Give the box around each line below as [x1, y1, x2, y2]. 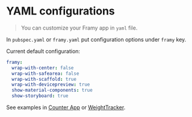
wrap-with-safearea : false [11, 71, 79, 77]
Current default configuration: [6, 47, 80, 55]
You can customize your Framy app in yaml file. [20, 24, 138, 31]
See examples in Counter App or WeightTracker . [6, 104, 126, 111]
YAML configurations [6, 4, 116, 18]
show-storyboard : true [11, 93, 69, 99]
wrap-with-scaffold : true [11, 76, 77, 82]
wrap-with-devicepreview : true [11, 81, 90, 88]
